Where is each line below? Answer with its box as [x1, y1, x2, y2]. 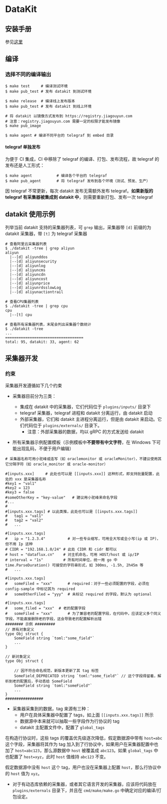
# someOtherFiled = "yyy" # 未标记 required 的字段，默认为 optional [5, 592, 152, 597]
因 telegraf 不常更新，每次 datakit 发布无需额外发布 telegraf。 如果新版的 [5, 188, 154, 194]
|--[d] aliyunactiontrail [9, 289, 64, 294]
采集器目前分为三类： [12, 393, 56, 399]
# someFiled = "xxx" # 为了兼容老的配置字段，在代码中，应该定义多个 [5, 611, 154, 616]
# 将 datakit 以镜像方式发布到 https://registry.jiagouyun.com [5, 113, 133, 118]
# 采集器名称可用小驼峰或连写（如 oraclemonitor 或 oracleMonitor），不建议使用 [5, 457, 158, 462]
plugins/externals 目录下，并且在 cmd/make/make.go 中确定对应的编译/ [12, 788, 157, 794]
